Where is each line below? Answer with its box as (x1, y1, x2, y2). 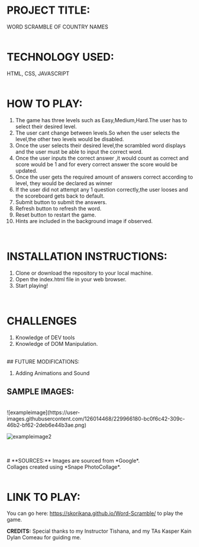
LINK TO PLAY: (7, 490, 81, 504)
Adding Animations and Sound (15, 369, 90, 377)
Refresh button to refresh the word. (15, 205, 102, 212)
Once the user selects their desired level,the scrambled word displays (15, 142, 186, 149)
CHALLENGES (7, 314, 77, 327)
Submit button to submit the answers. (15, 198, 107, 205)
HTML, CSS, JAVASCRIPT (7, 69, 70, 77)
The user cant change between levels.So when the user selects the (15, 129, 180, 136)
